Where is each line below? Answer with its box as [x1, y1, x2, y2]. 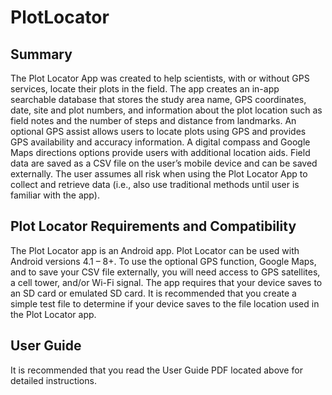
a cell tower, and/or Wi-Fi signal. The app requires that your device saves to [10, 276, 323, 288]
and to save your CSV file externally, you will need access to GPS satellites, [10, 266, 321, 278]
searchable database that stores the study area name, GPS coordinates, [10, 94, 307, 105]
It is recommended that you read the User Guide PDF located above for [10, 364, 303, 376]
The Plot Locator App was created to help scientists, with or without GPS [10, 72, 310, 84]
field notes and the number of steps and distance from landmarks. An [10, 115, 297, 126]
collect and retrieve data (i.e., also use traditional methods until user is [10, 179, 300, 190]
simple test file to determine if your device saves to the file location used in [10, 297, 320, 310]
